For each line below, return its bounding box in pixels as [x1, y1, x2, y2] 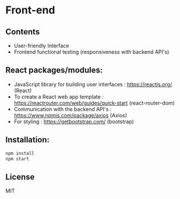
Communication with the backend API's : [13, 106, 112, 113]
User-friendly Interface [13, 42, 69, 49]
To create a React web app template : [13, 93, 104, 100]
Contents [5, 27, 40, 37]
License [5, 172, 35, 181]
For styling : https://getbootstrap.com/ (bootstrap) [13, 118, 135, 125]
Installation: [5, 135, 50, 145]
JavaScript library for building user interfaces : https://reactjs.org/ [13, 81, 172, 88]
